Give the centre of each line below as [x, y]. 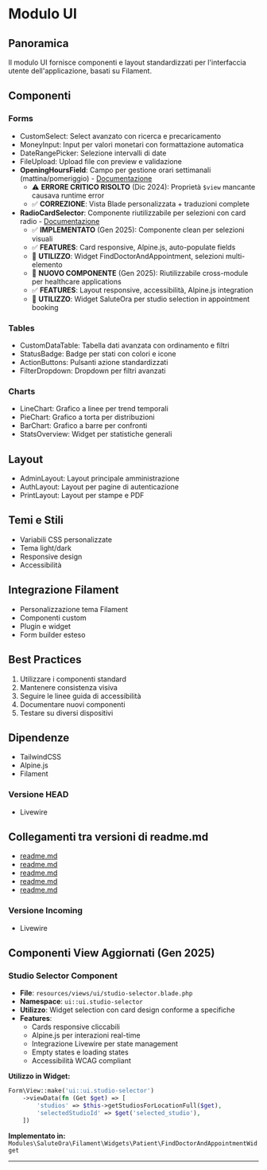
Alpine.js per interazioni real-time [86, 1035]
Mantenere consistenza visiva [68, 687]
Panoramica [39, 43]
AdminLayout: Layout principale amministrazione [100, 478]
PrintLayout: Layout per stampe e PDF [82, 496]
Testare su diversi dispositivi [66, 713]
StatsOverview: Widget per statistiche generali [96, 434]
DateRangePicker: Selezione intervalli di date [93, 153]
